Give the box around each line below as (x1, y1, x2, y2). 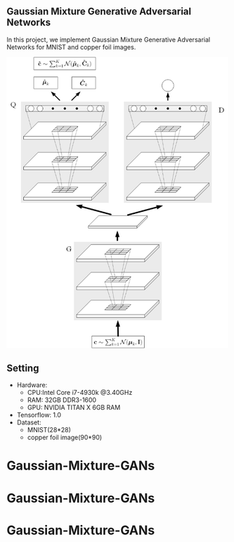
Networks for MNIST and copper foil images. (6, 42, 136, 51)
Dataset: (16, 418, 41, 427)
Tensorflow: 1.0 (16, 411, 61, 420)
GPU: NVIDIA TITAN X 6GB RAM (27, 403, 121, 412)
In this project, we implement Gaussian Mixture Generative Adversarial (6, 35, 211, 44)
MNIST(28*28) (27, 426, 72, 434)
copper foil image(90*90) (27, 433, 103, 442)
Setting (6, 362, 39, 374)
